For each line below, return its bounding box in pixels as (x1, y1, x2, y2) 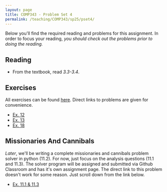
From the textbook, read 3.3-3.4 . (12, 69, 80, 75)
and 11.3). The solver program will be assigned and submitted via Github (5, 161, 153, 167)
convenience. (5, 102, 33, 108)
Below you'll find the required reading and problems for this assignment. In (5, 31, 159, 37)
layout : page (5, 7, 32, 13)
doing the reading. (5, 41, 43, 47)
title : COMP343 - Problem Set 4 (5, 12, 72, 17)
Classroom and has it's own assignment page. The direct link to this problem (5, 166, 163, 172)
